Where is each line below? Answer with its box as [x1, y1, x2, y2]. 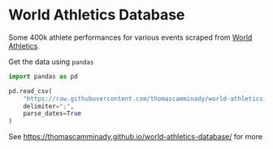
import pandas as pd [8, 72, 79, 80]
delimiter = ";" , [23, 102, 75, 110]
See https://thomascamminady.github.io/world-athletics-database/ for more [8, 132, 262, 142]
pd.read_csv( [8, 87, 53, 95]
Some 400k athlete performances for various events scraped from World [8, 32, 253, 42]
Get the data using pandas [8, 57, 94, 66]
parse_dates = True [23, 109, 82, 118]
